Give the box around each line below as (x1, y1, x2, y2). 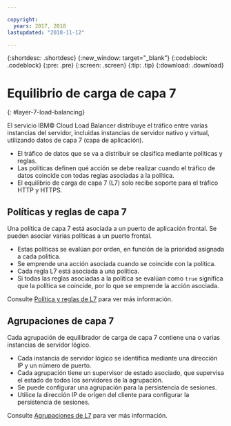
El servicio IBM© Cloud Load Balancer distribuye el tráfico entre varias (7, 121, 208, 130)
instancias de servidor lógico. (7, 341, 91, 349)
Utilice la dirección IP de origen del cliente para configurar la (17, 390, 190, 398)
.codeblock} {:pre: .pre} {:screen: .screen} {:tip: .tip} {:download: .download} (7, 61, 224, 70)
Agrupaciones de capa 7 (7, 315, 114, 327)
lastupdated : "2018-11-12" (7, 29, 85, 36)
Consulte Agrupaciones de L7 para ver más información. (7, 411, 168, 419)
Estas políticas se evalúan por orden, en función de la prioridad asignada (17, 245, 225, 254)
